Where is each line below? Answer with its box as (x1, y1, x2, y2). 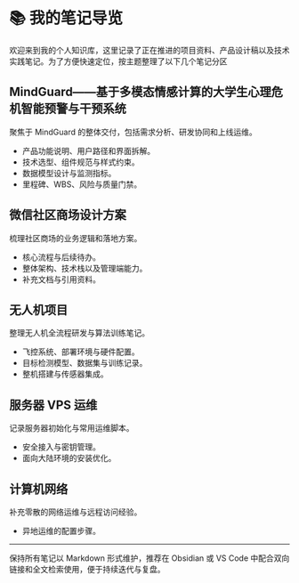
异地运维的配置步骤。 (21, 526, 101, 536)
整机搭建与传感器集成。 (21, 368, 109, 379)
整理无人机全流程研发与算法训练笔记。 (9, 328, 149, 338)
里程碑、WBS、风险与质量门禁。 (21, 179, 142, 190)
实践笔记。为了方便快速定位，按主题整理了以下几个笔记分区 (9, 55, 228, 67)
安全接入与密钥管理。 (21, 441, 101, 452)
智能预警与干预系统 (20, 101, 126, 117)
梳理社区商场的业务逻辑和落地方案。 (9, 232, 142, 243)
